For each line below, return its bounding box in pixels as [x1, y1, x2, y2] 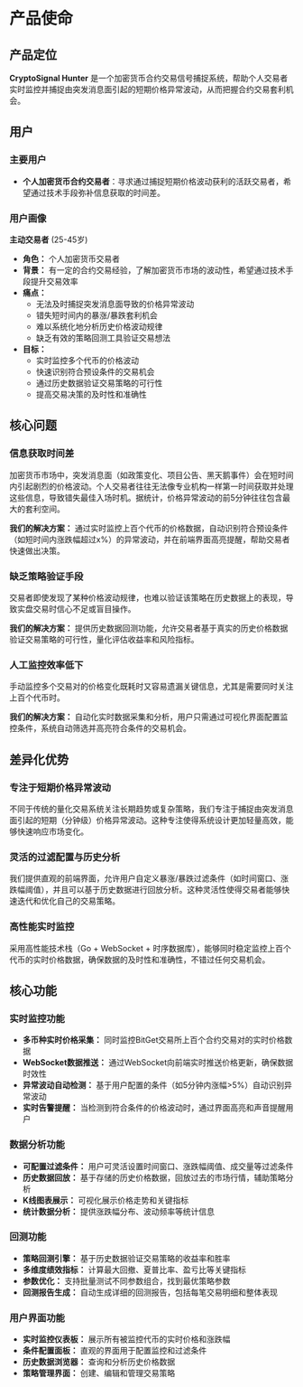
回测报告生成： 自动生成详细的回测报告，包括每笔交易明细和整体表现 [22, 1287, 278, 1298]
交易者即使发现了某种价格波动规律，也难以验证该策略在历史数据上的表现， [9, 592, 286, 603]
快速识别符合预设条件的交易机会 [35, 366, 155, 377]
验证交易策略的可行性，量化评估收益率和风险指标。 [9, 633, 199, 644]
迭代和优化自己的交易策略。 [16, 895, 120, 906]
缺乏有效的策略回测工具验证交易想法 [35, 332, 171, 343]
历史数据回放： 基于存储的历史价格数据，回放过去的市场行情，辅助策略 [22, 1172, 286, 1183]
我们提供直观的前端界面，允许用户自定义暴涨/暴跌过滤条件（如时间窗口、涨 [9, 873, 289, 884]
